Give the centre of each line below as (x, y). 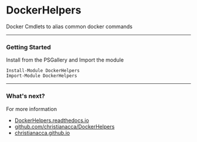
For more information (32, 109)
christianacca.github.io (42, 133)
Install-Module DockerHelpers (43, 71)
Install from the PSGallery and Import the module (65, 60)
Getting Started (28, 47)
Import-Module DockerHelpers (42, 76)
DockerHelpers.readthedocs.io (52, 120)
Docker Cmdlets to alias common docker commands (69, 26)
